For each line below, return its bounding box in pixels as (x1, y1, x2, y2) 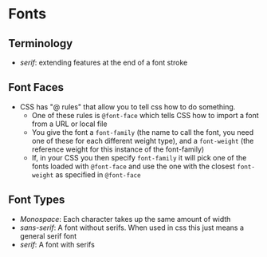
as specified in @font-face (55, 169, 141, 180)
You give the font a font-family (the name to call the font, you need (31, 127, 254, 136)
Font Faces (8, 81, 65, 94)
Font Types (8, 193, 65, 207)
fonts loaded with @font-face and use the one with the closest (31, 161, 236, 171)
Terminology (8, 37, 73, 50)
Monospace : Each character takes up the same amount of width (19, 214, 231, 223)
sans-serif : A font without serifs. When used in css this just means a (19, 223, 245, 232)
